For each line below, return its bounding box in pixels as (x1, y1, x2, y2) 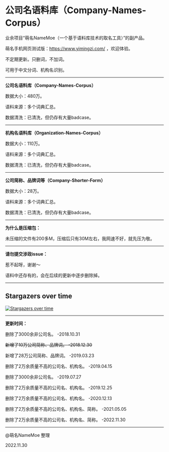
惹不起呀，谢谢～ (5, 261, 41, 267)
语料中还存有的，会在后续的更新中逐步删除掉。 (5, 272, 102, 278)
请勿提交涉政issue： (5, 251, 48, 257)
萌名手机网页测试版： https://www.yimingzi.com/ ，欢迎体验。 (5, 45, 133, 51)
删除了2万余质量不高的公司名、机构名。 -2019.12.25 (5, 385, 112, 391)
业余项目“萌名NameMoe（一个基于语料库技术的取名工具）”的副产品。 (5, 35, 147, 41)
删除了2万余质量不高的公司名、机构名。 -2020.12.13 (5, 395, 112, 401)
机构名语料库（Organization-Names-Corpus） (5, 129, 103, 136)
